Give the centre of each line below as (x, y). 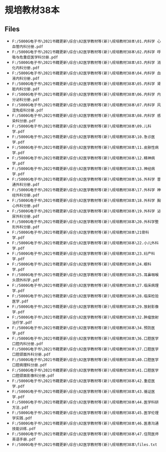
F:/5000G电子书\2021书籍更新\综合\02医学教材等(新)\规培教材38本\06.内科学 (83, 94)
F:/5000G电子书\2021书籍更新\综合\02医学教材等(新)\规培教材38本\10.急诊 (82, 137)
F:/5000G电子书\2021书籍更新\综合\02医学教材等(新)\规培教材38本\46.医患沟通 (85, 424)
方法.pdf (20, 408)
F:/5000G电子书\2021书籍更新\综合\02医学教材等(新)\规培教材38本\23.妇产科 (83, 254)
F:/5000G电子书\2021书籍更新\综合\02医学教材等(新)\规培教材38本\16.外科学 (83, 179)
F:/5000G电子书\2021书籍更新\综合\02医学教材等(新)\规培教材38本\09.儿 (80, 126)
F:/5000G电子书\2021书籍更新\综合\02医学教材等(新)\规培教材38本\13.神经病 (83, 169)
